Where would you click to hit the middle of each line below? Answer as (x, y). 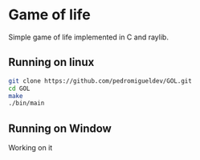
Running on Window (60, 128)
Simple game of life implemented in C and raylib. (88, 37)
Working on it (31, 148)
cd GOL (19, 88)
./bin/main (27, 103)
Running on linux (51, 62)
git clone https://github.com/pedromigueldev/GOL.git (100, 81)
